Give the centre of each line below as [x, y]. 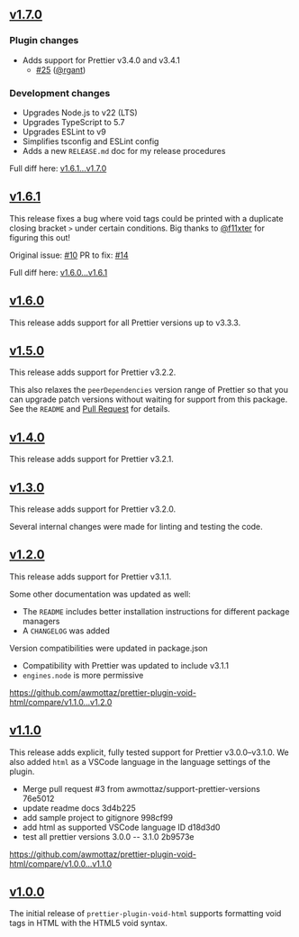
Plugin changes [44, 41]
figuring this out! [40, 237]
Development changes [60, 93]
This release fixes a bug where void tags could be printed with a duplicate [146, 218]
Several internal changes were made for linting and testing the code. [136, 527]
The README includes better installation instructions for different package [156, 611]
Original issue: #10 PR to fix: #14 [69, 255]
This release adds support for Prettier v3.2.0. [93, 509]
